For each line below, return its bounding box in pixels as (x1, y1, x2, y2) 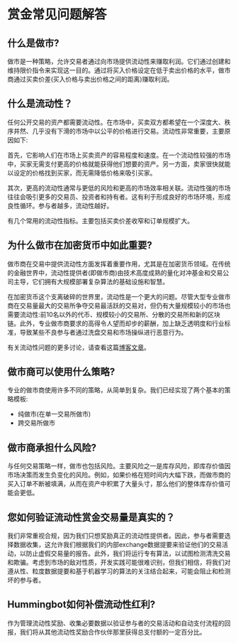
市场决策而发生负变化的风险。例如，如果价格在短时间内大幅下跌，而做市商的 (7, 470, 231, 480)
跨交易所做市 (17, 418, 55, 427)
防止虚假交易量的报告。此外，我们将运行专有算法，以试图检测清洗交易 (25, 549, 231, 558)
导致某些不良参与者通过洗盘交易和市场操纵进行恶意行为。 (19, 328, 188, 336)
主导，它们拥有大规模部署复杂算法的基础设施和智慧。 (13, 277, 169, 286)
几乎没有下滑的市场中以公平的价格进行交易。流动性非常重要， (31, 126, 212, 135)
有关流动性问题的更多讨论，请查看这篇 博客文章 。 (7, 342, 150, 352)
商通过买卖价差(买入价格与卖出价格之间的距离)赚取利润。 (7, 75, 174, 83)
